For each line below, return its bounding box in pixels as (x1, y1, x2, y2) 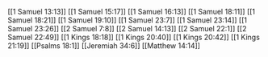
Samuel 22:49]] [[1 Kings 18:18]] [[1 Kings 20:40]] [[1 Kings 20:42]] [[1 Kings (7, 32, 260, 42)
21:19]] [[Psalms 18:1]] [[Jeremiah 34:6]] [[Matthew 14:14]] (7, 41, 201, 51)
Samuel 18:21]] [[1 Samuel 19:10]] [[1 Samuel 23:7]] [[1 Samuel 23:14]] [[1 (7, 15, 248, 25)
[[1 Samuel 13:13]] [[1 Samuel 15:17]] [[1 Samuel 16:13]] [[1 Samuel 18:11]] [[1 (7, 7, 256, 16)
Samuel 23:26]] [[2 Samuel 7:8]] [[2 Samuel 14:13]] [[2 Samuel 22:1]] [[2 (7, 24, 247, 33)
